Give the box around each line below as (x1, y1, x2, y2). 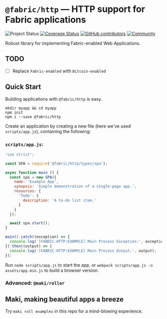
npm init (5, 110, 23, 115)
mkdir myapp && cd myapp (5, 106, 57, 111)
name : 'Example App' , (14, 179, 59, 184)
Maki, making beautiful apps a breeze (5, 295, 124, 304)
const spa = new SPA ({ (9, 174, 57, 180)
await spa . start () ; (9, 221, 50, 226)
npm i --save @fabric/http (5, 114, 61, 119)
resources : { (14, 188, 41, 194)
